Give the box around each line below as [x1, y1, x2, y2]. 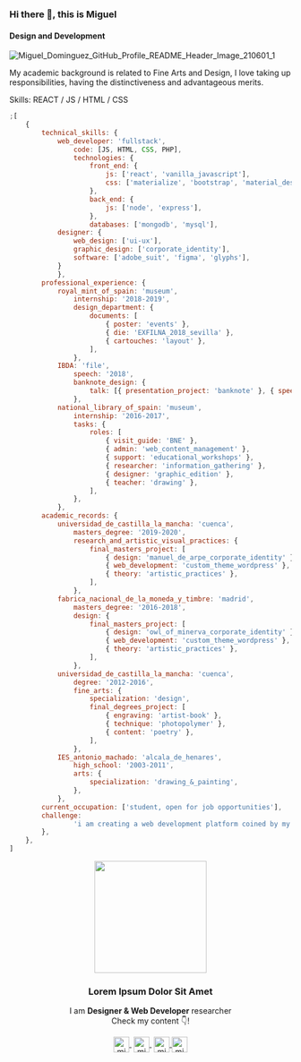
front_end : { [89, 161, 139, 171]
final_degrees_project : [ [89, 703, 186, 712]
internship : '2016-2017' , [73, 411, 170, 420]
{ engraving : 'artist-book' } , [105, 711, 222, 720]
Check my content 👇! [111, 1015, 190, 1026]
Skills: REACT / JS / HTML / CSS [9, 94, 128, 106]
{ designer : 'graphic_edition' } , [105, 469, 235, 478]
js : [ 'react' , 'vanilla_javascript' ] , [105, 170, 251, 179]
